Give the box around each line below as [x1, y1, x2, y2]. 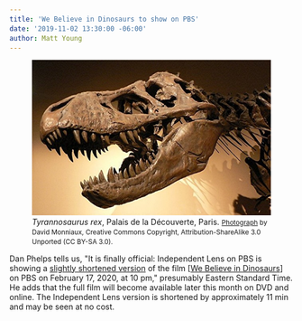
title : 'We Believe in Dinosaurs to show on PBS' [9, 14, 200, 24]
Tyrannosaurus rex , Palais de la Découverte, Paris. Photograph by [32, 216, 268, 227]
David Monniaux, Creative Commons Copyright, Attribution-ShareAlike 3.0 [32, 227, 261, 237]
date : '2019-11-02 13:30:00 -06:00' [9, 24, 147, 33]
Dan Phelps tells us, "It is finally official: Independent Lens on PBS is [9, 253, 262, 264]
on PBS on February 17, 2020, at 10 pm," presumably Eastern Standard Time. [9, 272, 293, 283]
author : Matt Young [9, 33, 83, 42]
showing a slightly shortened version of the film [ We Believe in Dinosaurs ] [9, 262, 284, 273]
